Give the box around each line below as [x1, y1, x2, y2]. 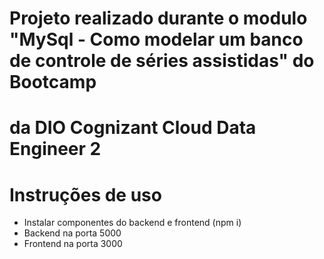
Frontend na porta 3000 [23, 238, 123, 250]
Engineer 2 [9, 138, 102, 161]
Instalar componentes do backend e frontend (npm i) [23, 217, 242, 229]
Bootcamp [9, 71, 97, 94]
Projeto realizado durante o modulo [9, 7, 308, 30]
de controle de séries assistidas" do [9, 50, 315, 72]
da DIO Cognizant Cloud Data [9, 117, 257, 139]
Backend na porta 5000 [23, 227, 122, 239]
